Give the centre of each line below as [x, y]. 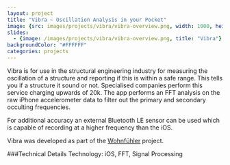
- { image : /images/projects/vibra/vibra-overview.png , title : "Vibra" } [118, 39]
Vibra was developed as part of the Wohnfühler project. [86, 140]
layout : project [30, 13]
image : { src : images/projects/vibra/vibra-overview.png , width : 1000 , [110, 26]
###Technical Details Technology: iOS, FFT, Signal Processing [95, 153]
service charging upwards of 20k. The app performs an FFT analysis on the [114, 92]
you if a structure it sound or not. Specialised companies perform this [105, 85]
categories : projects [38, 52]
